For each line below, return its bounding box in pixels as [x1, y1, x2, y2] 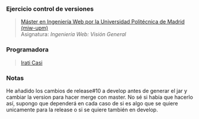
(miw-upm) [20, 24, 49, 31]
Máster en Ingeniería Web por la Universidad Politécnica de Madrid [20, 18, 185, 25]
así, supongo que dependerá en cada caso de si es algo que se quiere [6, 99, 178, 107]
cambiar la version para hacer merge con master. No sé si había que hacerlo [6, 94, 193, 101]
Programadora [6, 46, 49, 54]
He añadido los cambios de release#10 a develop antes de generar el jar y [6, 87, 188, 94]
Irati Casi [20, 59, 43, 66]
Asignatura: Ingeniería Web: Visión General [20, 31, 127, 38]
